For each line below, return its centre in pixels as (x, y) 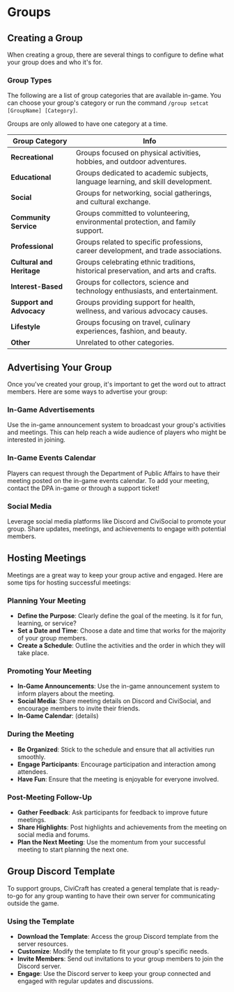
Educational (31, 178)
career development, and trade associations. (149, 251)
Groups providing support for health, (135, 303)
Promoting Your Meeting (49, 671)
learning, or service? (47, 624)
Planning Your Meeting (47, 601)
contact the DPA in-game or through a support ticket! (84, 488)
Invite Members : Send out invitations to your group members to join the (120, 959)
